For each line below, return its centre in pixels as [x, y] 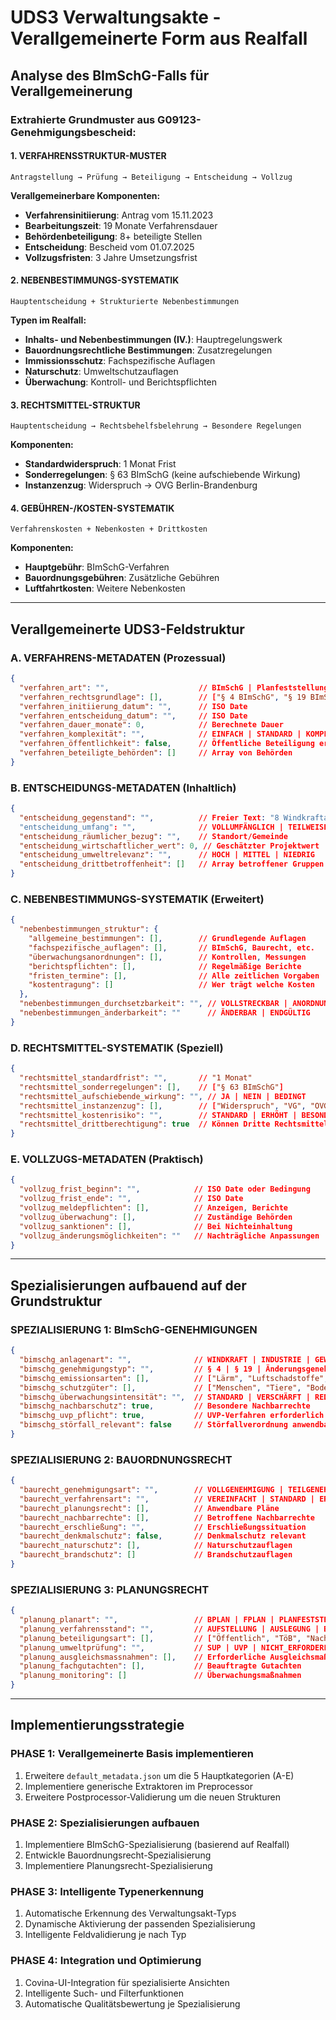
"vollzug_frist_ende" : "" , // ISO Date [131, 1199]
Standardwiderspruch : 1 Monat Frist [100, 464]
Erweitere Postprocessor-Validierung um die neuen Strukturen [152, 1797]
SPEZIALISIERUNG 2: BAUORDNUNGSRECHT [121, 1459]
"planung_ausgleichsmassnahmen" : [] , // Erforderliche [143, 1657]
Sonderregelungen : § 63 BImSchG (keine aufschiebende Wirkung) [163, 475]
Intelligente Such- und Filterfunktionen [104, 1993]
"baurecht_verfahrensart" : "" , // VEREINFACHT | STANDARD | [167, 1499]
